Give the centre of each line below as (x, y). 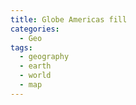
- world (35, 76)
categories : (35, 29)
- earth (35, 66)
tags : (21, 47)
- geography (44, 57)
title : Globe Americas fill (69, 19)
